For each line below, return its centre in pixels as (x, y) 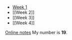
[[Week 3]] (23, 18)
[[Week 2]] (23, 12)
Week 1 (20, 7)
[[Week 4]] (23, 23)
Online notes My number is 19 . (36, 32)
